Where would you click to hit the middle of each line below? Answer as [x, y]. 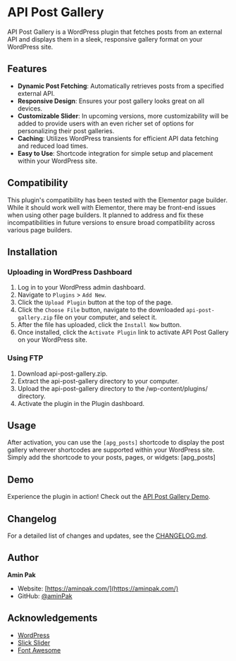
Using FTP [25, 358]
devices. [30, 108]
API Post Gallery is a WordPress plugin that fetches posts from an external [115, 32]
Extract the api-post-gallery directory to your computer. [98, 381]
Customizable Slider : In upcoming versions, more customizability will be [123, 116]
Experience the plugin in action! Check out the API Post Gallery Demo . [109, 497]
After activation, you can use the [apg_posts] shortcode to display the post [116, 443]
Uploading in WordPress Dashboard [70, 272]
